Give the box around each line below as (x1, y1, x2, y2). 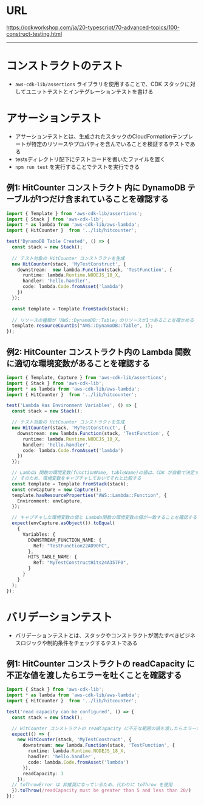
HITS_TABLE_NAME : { (28, 554, 78, 560)
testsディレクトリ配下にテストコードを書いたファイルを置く (15, 156, 166, 163)
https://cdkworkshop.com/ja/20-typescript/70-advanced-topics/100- (6, 24, 180, 31)
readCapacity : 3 (22, 770, 64, 776)
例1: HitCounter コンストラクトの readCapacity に (6, 659, 195, 669)
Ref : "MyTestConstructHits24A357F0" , (33, 560, 129, 566)
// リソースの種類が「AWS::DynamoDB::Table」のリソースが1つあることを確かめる (12, 317, 194, 323)
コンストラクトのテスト (6, 59, 123, 73)
